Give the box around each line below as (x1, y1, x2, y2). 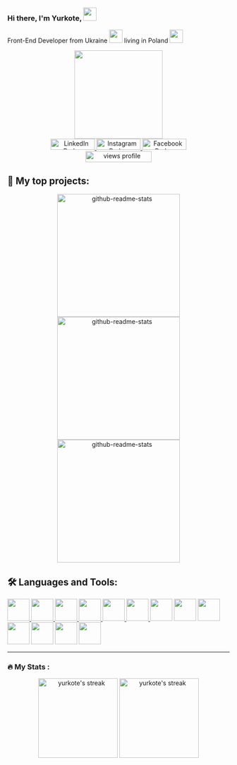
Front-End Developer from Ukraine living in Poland (7, 36, 169, 45)
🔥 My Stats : (7, 662, 50, 672)
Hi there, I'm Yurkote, (7, 13, 83, 23)
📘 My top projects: (7, 175, 90, 187)
